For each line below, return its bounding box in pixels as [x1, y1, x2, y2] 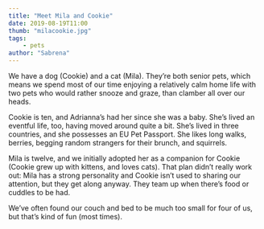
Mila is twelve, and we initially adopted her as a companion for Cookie [8, 153, 241, 163]
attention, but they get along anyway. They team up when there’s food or [8, 179, 250, 189]
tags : [8, 34, 27, 43]
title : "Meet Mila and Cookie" [8, 11, 113, 20]
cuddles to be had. [8, 188, 71, 197]
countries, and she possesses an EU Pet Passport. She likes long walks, [8, 129, 247, 139]
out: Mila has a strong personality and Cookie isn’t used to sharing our [8, 170, 241, 180]
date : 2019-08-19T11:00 [8, 19, 89, 27]
